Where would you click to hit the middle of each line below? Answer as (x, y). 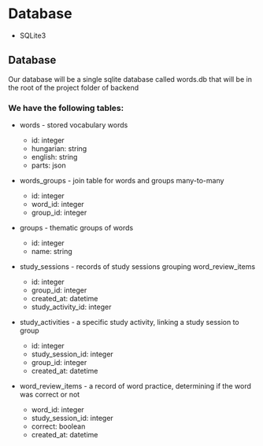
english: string (54, 157)
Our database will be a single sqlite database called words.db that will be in (130, 79)
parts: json (48, 165)
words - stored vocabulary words (74, 125)
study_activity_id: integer (71, 307)
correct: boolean (58, 426)
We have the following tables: (66, 108)
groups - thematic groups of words (76, 228)
